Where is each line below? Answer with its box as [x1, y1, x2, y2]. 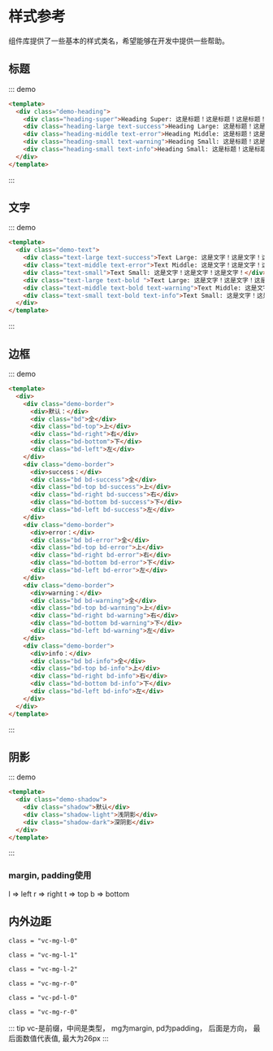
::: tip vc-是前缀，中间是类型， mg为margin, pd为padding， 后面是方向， [8, 1023, 252, 1033]
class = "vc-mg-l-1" [8, 951, 79, 959]
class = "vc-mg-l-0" [8, 936, 79, 944]
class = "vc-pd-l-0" [8, 993, 79, 1001]
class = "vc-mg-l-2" [8, 965, 79, 973]
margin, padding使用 [8, 870, 92, 881]
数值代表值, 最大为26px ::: [22, 1033, 110, 1043]
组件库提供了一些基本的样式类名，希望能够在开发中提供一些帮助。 [8, 36, 229, 46]
